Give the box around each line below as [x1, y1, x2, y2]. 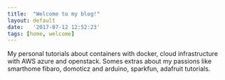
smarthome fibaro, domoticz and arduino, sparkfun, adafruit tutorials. [7, 64, 211, 73]
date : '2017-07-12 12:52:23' [7, 23, 100, 30]
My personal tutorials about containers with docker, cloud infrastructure [7, 50, 219, 58]
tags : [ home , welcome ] [7, 30, 75, 38]
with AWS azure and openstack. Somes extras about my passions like [7, 57, 212, 66]
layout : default [7, 17, 56, 24]
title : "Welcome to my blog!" [7, 10, 100, 18]
